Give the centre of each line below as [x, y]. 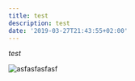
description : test [39, 23]
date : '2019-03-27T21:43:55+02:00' [68, 30]
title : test [28, 16]
